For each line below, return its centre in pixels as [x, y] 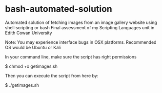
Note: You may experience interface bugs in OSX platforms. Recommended [81, 42]
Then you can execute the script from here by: [52, 75]
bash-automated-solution [59, 9]
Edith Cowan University [29, 33]
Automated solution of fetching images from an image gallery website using [81, 22]
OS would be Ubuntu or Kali [33, 47]
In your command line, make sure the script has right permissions [71, 56]
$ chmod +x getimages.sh [31, 66]
